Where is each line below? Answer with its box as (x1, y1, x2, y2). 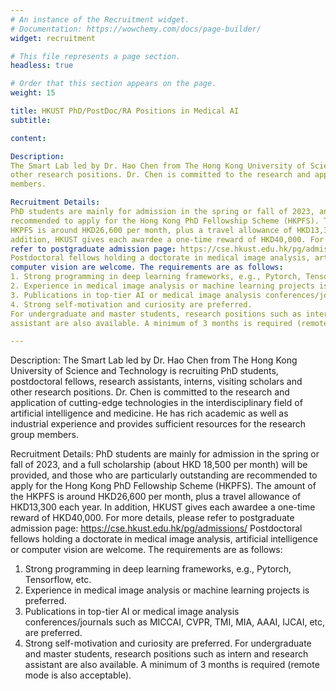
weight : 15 (10, 88, 56, 98)
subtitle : (10, 115, 52, 125)
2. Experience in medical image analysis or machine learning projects (10, 281, 315, 291)
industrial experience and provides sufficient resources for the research (10, 418, 307, 430)
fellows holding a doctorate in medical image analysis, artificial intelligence (10, 533, 318, 545)
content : (10, 133, 47, 143)
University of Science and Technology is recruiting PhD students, (10, 365, 279, 377)
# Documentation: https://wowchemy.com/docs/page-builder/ (10, 24, 262, 34)
